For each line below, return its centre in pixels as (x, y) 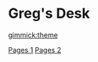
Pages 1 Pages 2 (34, 50)
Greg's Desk (49, 14)
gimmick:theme (33, 35)
